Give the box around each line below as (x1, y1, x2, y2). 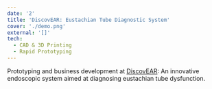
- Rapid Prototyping (13, 49, 72, 55)
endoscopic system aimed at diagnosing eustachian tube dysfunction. (7, 74, 206, 82)
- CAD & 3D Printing (13, 42, 72, 49)
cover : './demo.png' (7, 23, 67, 29)
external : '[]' (7, 29, 51, 36)
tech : (7, 36, 23, 42)
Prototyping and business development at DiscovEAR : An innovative (7, 66, 200, 75)
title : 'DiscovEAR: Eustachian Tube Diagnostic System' (7, 16, 170, 23)
